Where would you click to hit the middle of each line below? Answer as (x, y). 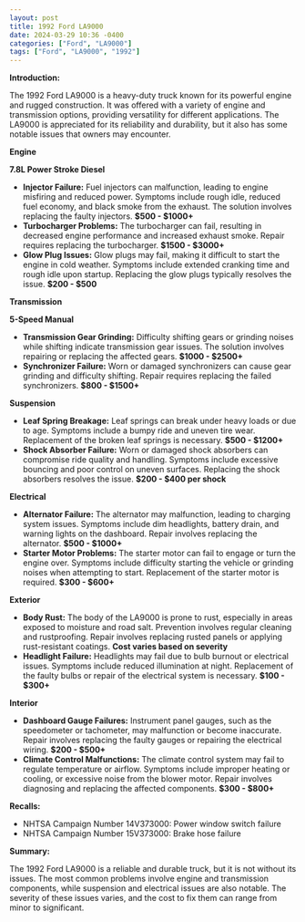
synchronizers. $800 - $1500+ (81, 386)
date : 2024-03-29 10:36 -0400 (67, 35)
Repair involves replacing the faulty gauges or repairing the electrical (152, 741)
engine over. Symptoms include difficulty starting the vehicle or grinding (158, 563)
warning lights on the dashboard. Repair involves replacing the (140, 534)
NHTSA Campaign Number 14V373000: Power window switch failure (152, 824)
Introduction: (35, 78)
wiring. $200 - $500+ (64, 750)
